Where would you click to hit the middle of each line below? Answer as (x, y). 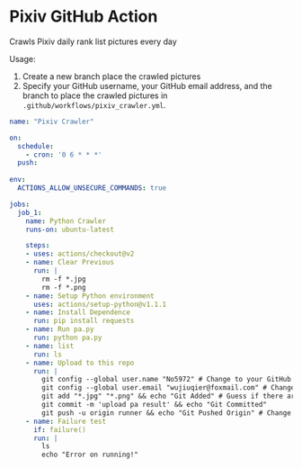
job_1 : (30, 212)
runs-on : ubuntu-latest (70, 229)
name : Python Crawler (66, 221)
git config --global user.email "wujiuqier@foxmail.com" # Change (169, 388)
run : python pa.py (67, 338)
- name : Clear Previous (70, 263)
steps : (38, 246)
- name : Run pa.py (60, 329)
